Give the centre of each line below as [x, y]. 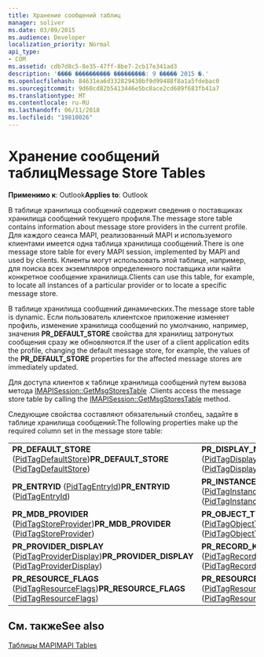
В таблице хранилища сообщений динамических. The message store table [132, 308]
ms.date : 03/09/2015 [42, 30]
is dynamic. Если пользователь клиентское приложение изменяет [119, 317]
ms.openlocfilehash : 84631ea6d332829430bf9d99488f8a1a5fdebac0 [114, 81]
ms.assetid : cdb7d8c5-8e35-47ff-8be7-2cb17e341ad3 [93, 67]
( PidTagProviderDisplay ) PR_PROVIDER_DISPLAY [103, 556]
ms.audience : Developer [47, 37]
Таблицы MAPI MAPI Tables [53, 645]
